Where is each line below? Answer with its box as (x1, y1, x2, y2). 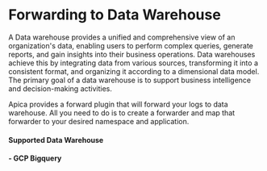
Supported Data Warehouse (8, 135, 104, 144)
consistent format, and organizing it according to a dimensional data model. (8, 66, 260, 76)
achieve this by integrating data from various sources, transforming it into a (8, 58, 259, 68)
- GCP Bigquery (8, 153, 62, 163)
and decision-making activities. (8, 83, 113, 94)
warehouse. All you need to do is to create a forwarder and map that (8, 107, 236, 118)
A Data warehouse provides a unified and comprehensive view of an (8, 32, 236, 42)
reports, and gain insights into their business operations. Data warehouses (8, 49, 256, 59)
